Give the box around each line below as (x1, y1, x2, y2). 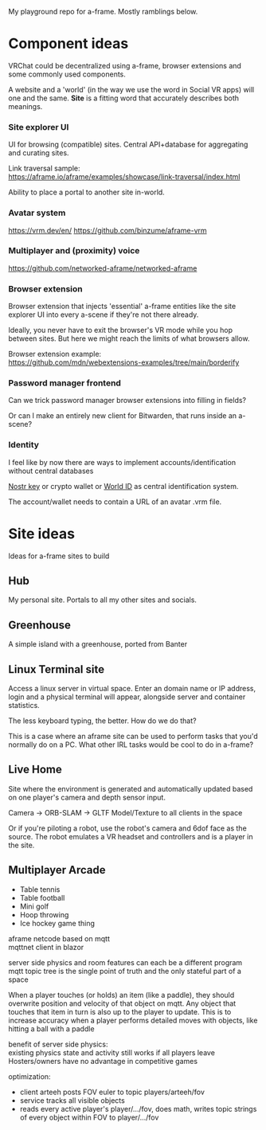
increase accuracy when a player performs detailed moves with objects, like (8, 1015, 258, 1025)
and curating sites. (8, 148, 69, 158)
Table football (19, 893, 65, 902)
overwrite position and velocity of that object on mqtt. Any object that (8, 999, 237, 1008)
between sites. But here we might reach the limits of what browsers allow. (8, 334, 250, 343)
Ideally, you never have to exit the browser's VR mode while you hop (8, 326, 233, 335)
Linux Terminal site (8, 663, 105, 676)
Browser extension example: (8, 350, 102, 359)
